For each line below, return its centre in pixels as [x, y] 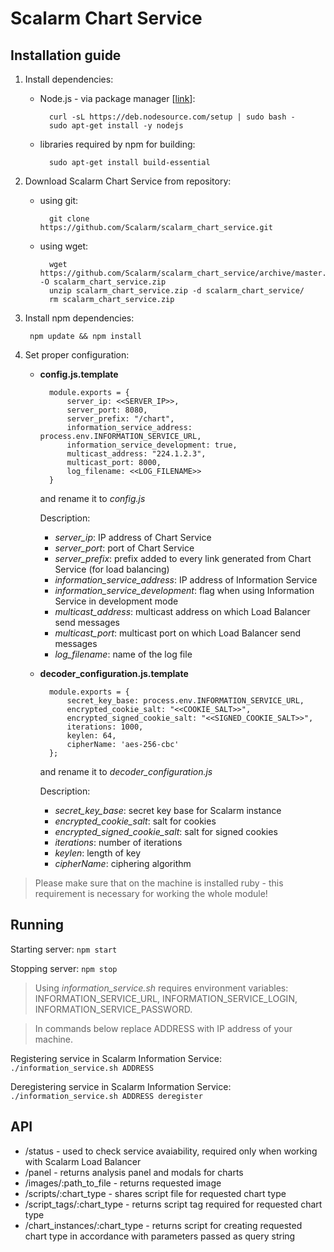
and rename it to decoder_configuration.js [126, 771]
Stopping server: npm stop [64, 968]
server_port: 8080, [107, 410]
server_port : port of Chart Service [124, 548]
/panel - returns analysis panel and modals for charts [134, 1172]
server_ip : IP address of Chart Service [133, 537]
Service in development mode [116, 601]
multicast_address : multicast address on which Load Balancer [182, 611]
